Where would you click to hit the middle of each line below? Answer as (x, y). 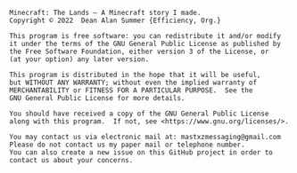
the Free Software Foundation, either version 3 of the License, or (139, 51)
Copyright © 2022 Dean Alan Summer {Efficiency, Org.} (115, 20)
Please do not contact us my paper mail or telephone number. (127, 145)
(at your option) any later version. (79, 59)
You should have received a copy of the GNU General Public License (139, 114)
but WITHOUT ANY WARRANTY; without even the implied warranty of (133, 83)
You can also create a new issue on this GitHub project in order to (141, 153)
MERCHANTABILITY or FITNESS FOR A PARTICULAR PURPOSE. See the (131, 90)
